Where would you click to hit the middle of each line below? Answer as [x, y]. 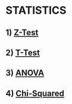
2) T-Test [23, 52]
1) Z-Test [22, 33]
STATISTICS [36, 10]
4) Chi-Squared [35, 93]
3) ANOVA [25, 73]
